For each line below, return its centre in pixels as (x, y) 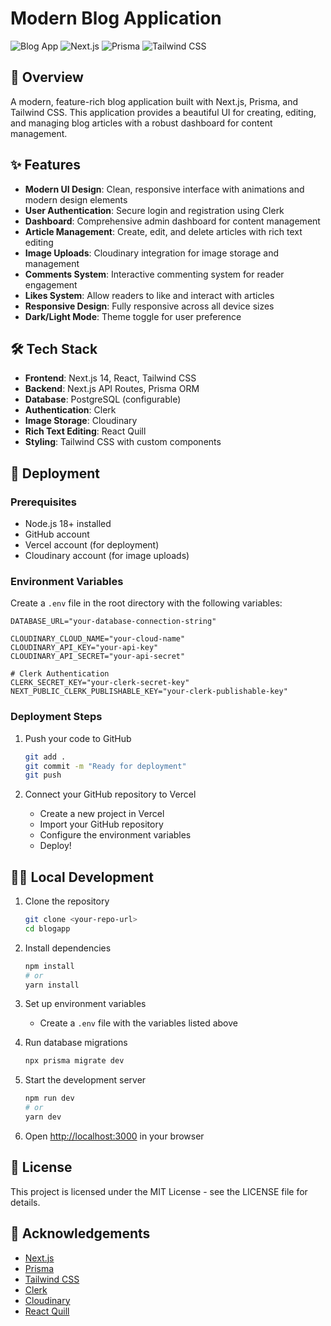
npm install (49, 966)
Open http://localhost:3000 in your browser (114, 1136)
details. (25, 1202)
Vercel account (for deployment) (92, 545)
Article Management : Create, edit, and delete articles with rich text (163, 231)
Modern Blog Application (116, 18)
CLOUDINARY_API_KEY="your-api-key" (84, 648)
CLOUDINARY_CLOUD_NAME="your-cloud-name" (98, 639)
